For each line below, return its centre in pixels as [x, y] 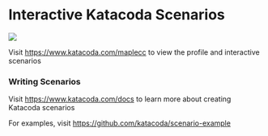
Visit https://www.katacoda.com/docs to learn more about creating [120, 99]
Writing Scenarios [45, 81]
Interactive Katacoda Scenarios [117, 15]
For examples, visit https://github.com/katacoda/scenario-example [119, 123]
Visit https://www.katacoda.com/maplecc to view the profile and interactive [134, 52]
